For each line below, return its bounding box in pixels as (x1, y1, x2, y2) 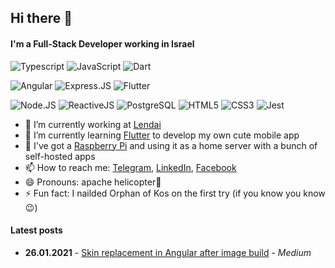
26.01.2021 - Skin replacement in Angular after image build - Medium (24, 246, 312, 258)
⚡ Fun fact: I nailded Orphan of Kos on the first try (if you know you (24, 187, 302, 199)
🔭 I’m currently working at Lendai (24, 118, 162, 130)
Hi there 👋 (10, 10, 73, 27)
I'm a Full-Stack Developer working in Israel (10, 37, 195, 50)
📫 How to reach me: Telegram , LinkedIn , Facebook (24, 161, 237, 173)
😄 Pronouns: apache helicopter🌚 (24, 176, 162, 188)
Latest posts (10, 224, 63, 236)
